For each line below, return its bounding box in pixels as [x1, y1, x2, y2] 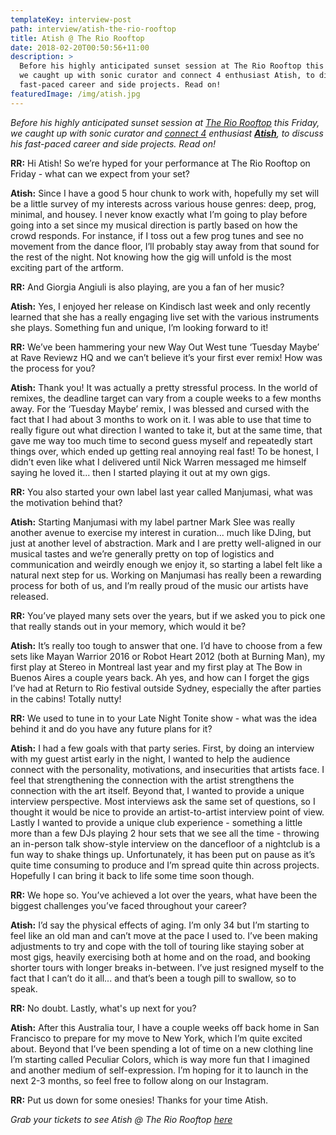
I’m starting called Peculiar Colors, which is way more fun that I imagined [10, 1053, 310, 1065]
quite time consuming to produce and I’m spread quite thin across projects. [10, 859, 320, 871]
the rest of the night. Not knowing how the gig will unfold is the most [10, 251, 292, 263]
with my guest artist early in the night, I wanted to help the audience [10, 752, 291, 765]
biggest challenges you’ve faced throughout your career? [10, 899, 248, 911]
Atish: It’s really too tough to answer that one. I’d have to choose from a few [10, 639, 323, 651]
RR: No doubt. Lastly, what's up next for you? [10, 1002, 197, 1014]
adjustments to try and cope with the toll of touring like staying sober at [10, 940, 305, 952]
